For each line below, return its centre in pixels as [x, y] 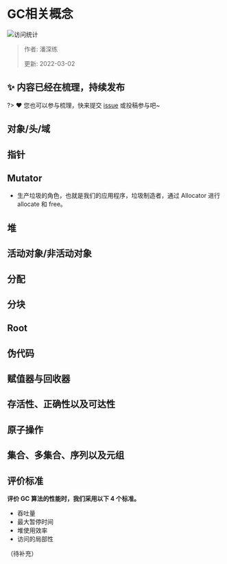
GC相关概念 [40, 14]
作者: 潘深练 [41, 49]
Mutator [25, 178]
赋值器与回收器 [39, 379]
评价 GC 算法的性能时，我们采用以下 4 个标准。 [74, 499]
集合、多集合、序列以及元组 [66, 455]
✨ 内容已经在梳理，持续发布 [66, 88]
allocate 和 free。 [41, 204]
